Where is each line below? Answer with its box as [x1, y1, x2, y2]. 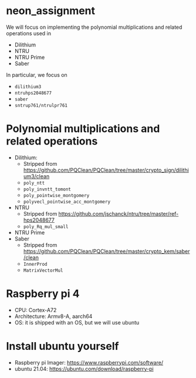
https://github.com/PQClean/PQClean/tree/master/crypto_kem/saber [23, 247, 190, 255]
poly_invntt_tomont [23, 186, 72, 192]
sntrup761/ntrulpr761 [14, 102, 67, 108]
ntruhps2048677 [14, 90, 52, 96]
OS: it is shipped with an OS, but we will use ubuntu [14, 319, 140, 326]
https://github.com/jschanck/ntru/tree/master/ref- [58, 210, 179, 217]
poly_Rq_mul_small [23, 223, 69, 230]
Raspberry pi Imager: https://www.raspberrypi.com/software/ [14, 359, 163, 366]
